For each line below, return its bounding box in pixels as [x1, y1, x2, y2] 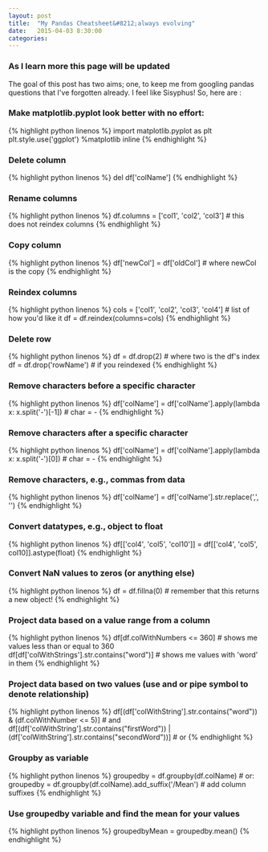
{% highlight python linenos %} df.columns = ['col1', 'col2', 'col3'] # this [8, 211, 245, 221]
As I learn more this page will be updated [8, 61, 170, 72]
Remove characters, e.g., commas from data [8, 473, 186, 485]
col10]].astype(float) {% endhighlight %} [8, 547, 143, 557]
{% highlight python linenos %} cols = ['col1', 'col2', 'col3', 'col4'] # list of [8, 305, 250, 314]
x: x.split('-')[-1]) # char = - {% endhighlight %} [8, 407, 164, 416]
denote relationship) [8, 689, 90, 700]
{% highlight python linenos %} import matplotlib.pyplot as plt [8, 125, 213, 135]
